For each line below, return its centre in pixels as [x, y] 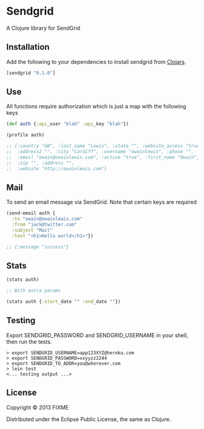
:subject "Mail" [32, 230]
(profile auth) [25, 135]
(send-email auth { [31, 213]
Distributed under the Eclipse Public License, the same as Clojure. [89, 419]
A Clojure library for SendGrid [43, 28]
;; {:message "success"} [38, 247]
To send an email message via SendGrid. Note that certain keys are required [102, 202]
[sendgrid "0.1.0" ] [31, 73]
